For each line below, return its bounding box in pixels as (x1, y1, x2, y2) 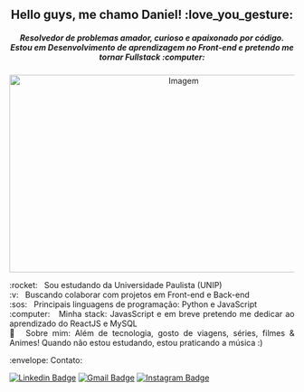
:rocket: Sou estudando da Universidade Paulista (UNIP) (9, 280, 223, 291)
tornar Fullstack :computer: (99, 51, 205, 62)
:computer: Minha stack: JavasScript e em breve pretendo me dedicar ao (9, 309, 295, 320)
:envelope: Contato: (9, 355, 83, 366)
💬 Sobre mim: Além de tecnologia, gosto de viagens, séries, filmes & (9, 328, 295, 339)
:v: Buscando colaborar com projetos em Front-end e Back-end (9, 289, 251, 301)
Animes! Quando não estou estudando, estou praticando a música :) (9, 338, 263, 349)
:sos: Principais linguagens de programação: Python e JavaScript (9, 299, 258, 310)
